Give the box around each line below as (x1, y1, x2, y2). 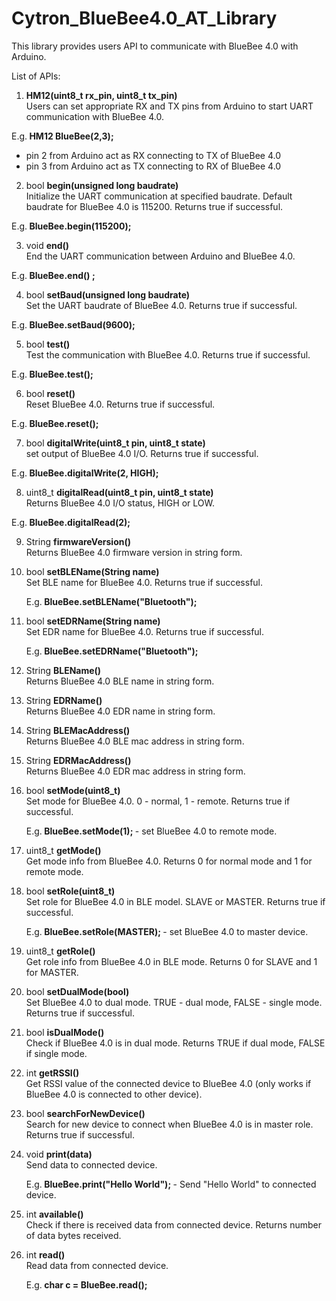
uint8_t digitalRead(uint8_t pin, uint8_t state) (25, 486, 214, 498)
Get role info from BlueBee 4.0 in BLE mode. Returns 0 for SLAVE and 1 (25, 955, 318, 967)
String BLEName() (25, 664, 102, 676)
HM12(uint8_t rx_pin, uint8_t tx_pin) (25, 89, 178, 101)
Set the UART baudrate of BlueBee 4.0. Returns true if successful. (25, 299, 298, 311)
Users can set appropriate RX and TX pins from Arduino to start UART (25, 100, 314, 112)
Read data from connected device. (25, 1259, 169, 1271)
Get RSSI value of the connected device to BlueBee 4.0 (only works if (25, 1077, 312, 1089)
